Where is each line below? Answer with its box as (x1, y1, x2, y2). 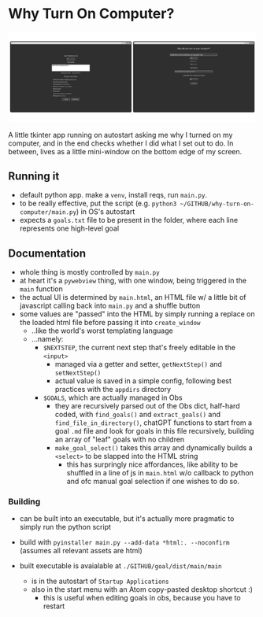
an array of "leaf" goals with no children (54, 434, 185, 445)
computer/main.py (19, 209, 77, 216)
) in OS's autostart (76, 207, 135, 216)
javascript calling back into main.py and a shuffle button (19, 301, 201, 311)
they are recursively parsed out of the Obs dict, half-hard (54, 401, 240, 411)
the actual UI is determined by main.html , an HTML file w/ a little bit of (19, 293, 246, 302)
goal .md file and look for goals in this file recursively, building (54, 427, 254, 436)
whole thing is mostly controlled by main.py (19, 268, 160, 277)
